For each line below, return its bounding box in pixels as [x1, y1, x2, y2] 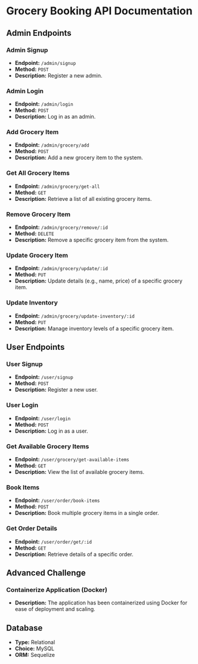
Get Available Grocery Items [6, 442, 89, 451]
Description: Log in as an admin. [14, 113, 96, 120]
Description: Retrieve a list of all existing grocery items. [14, 195, 152, 202]
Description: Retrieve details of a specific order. [14, 550, 134, 558]
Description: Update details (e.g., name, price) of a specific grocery [14, 277, 183, 284]
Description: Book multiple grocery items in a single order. [14, 510, 159, 517]
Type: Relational [14, 639, 55, 646]
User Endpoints [6, 342, 65, 352]
